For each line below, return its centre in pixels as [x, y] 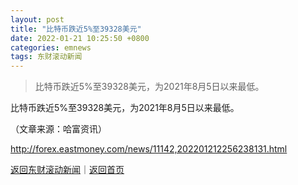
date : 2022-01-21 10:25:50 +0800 [80, 38]
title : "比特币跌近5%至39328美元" [76, 29]
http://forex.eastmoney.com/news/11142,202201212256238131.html [149, 149]
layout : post [37, 19]
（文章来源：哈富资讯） [58, 129]
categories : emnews [51, 47]
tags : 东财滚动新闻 [46, 57]
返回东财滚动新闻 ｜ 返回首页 [67, 170]
